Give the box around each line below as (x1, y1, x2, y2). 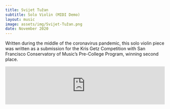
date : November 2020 (5, 26, 49, 31)
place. (5, 56, 19, 62)
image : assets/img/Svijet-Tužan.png (5, 21, 82, 27)
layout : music (5, 17, 35, 22)
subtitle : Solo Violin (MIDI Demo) (5, 12, 80, 17)
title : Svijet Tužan (5, 7, 49, 13)
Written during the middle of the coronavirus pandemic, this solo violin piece (5, 40, 164, 46)
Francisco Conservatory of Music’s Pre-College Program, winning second (5, 51, 159, 57)
